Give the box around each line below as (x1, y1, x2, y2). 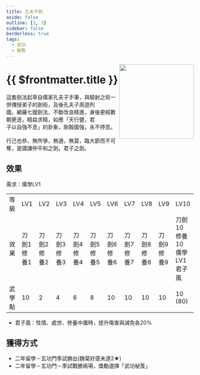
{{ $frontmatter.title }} (6, 73, 118, 86)
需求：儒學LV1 (6, 180, 41, 187)
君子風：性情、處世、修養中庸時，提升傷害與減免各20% (14, 319, 152, 326)
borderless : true (6, 31, 49, 37)
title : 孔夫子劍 (6, 8, 43, 15)
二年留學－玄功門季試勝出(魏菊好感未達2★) (14, 355, 122, 362)
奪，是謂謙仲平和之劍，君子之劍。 (6, 144, 90, 152)
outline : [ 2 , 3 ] (6, 20, 46, 26)
